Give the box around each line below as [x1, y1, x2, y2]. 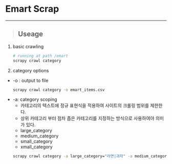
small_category [20, 138, 53, 145]
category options [12, 67, 49, 73]
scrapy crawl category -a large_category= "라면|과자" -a [12, 154, 133, 159]
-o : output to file [12, 77, 49, 84]
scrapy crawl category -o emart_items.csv [12, 87, 105, 92]
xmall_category [20, 144, 53, 150]
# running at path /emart [12, 53, 68, 58]
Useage [17, 30, 44, 38]
